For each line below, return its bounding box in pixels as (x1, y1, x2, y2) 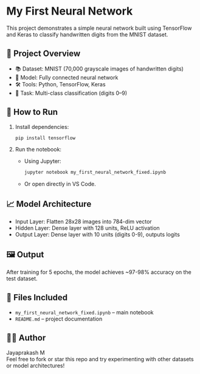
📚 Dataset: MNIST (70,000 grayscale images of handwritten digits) (15, 65, 184, 72)
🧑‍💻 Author (6, 333, 46, 343)
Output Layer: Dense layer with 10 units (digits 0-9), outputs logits (15, 231, 181, 238)
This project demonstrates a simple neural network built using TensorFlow (6, 24, 192, 32)
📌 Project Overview (6, 49, 81, 59)
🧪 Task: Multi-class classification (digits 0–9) (15, 89, 128, 97)
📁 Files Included (6, 293, 68, 303)
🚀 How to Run (6, 107, 58, 117)
